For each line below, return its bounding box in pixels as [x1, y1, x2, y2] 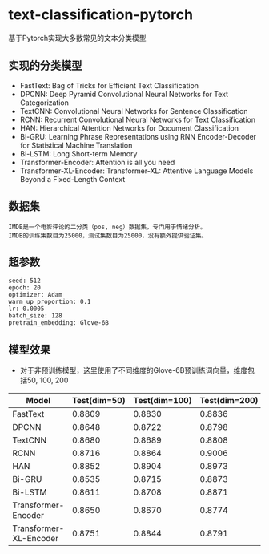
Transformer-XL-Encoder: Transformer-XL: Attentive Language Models [19, 166, 254, 176]
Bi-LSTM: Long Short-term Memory [19, 148, 138, 158]
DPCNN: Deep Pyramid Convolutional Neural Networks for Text [19, 89, 229, 99]
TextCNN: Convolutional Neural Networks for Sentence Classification [19, 106, 248, 115]
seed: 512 [8, 277, 42, 285]
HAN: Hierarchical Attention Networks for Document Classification [19, 123, 239, 133]
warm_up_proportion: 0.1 [8, 298, 91, 306]
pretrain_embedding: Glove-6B [8, 319, 110, 327]
